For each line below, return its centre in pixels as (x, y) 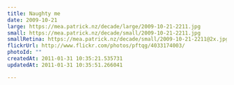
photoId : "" (24, 53)
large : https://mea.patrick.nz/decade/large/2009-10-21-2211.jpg (104, 26)
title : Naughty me (34, 13)
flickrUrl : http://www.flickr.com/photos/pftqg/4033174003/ (96, 46)
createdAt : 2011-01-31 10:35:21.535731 (65, 59)
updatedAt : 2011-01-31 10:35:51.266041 (65, 65)
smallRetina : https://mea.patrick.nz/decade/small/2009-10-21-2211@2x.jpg (118, 39)
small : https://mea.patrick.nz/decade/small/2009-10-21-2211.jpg (104, 33)
